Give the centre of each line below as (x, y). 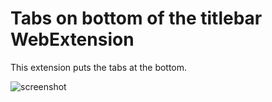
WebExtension (72, 39)
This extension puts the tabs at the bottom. (99, 67)
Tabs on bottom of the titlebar (136, 18)
